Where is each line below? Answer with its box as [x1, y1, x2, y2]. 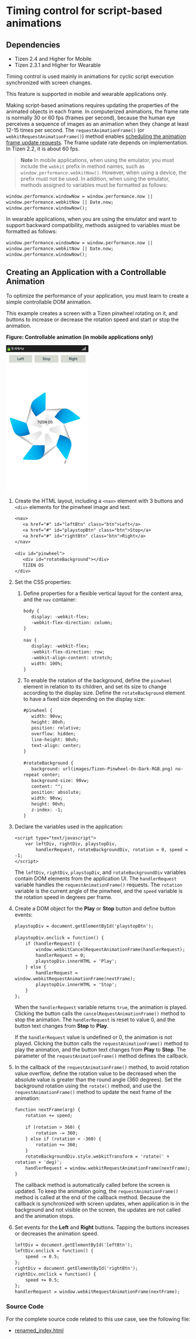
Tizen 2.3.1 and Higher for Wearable [14, 61, 101, 68]
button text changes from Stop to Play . [14, 1022, 109, 1029]
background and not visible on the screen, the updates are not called [14, 1206, 181, 1213]
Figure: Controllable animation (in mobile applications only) [6, 333, 153, 340]
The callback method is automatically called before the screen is [14, 1181, 170, 1188]
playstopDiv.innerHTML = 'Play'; [36, 958, 117, 964]
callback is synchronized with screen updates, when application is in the [14, 1200, 190, 1207]
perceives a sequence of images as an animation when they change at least [6, 121, 189, 127]
